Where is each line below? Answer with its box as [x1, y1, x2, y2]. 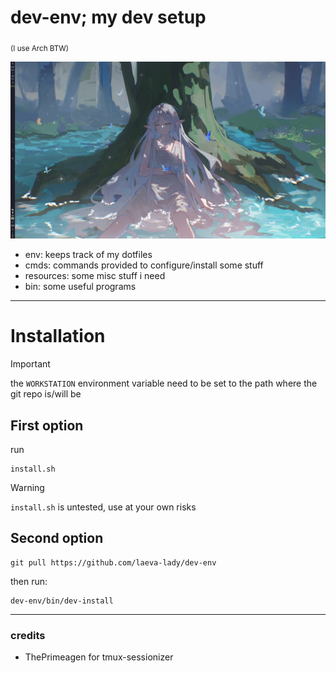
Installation [10, 325, 106, 348]
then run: [10, 575, 48, 587]
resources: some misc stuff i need [24, 270, 166, 282]
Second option [10, 530, 104, 547]
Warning [10, 481, 45, 493]
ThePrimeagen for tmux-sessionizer [24, 651, 174, 663]
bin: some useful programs [24, 281, 137, 293]
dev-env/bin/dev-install [10, 596, 114, 606]
